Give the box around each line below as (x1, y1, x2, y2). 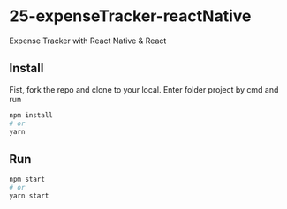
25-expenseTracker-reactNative (9, 6, 252, 26)
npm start (9, 175, 46, 184)
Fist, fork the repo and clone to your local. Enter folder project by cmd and (9, 84, 279, 94)
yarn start (9, 191, 49, 200)
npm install (9, 110, 53, 120)
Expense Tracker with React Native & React (9, 35, 167, 46)
